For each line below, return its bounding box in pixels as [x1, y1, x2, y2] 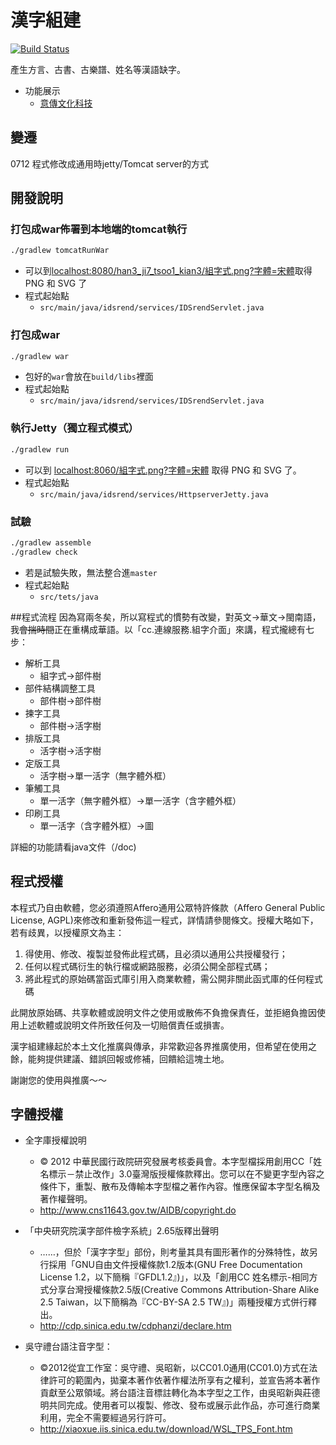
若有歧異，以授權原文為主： [10, 926, 125, 938]
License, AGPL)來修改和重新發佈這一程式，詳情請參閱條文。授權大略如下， [10, 914, 319, 926]
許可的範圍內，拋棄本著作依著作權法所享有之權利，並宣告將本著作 [48, 1374, 321, 1386]
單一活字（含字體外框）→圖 [39, 819, 154, 831]
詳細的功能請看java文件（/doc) [10, 841, 137, 853]
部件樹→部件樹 [39, 694, 102, 706]
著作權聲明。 [39, 1193, 93, 1205]
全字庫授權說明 [24, 1134, 87, 1146]
